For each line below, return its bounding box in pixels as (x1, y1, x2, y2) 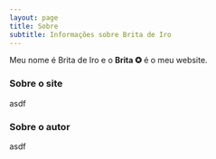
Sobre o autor (9, 120, 70, 133)
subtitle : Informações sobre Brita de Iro (9, 30, 172, 39)
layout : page (9, 13, 59, 23)
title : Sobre (9, 22, 59, 31)
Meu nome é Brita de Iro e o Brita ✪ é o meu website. (9, 55, 208, 66)
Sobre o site (9, 78, 63, 90)
